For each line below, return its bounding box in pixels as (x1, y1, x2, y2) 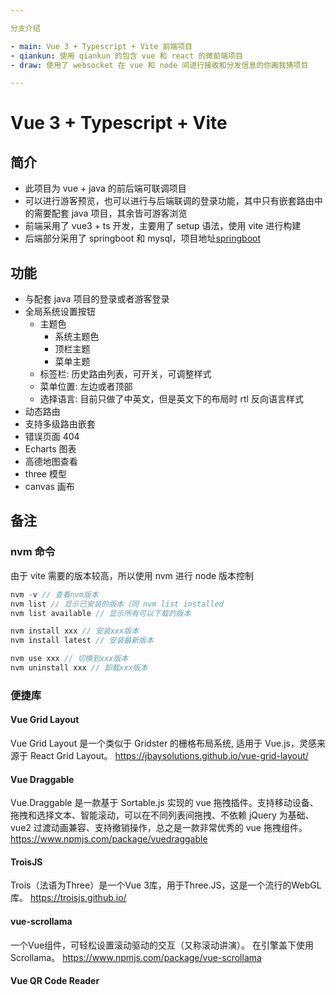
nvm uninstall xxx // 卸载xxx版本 (10, 663, 148, 673)
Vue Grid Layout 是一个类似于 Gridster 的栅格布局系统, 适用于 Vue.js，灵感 (10, 737, 317, 749)
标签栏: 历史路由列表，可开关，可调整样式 (39, 368, 212, 380)
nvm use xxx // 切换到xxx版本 (10, 654, 129, 664)
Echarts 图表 (24, 443, 77, 455)
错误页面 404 (24, 431, 80, 443)
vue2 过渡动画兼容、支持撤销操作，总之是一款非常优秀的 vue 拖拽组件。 (10, 822, 308, 834)
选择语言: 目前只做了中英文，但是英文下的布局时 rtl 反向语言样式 (39, 393, 304, 405)
